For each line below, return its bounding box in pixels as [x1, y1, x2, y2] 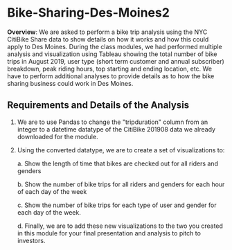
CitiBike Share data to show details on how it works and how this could [7, 35, 209, 43]
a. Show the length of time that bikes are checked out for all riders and [17, 159, 218, 168]
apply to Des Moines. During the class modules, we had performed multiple [7, 42, 223, 51]
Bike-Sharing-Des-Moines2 [7, 5, 170, 21]
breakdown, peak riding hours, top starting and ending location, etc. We [7, 64, 213, 73]
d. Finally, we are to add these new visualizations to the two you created [17, 222, 224, 230]
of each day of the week [17, 187, 87, 195]
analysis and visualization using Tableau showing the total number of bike [7, 50, 217, 58]
